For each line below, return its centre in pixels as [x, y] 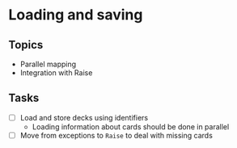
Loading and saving [76, 15]
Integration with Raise [56, 73]
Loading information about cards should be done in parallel [131, 126]
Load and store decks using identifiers [84, 117]
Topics [26, 45]
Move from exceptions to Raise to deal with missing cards [116, 135]
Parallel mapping [48, 64]
